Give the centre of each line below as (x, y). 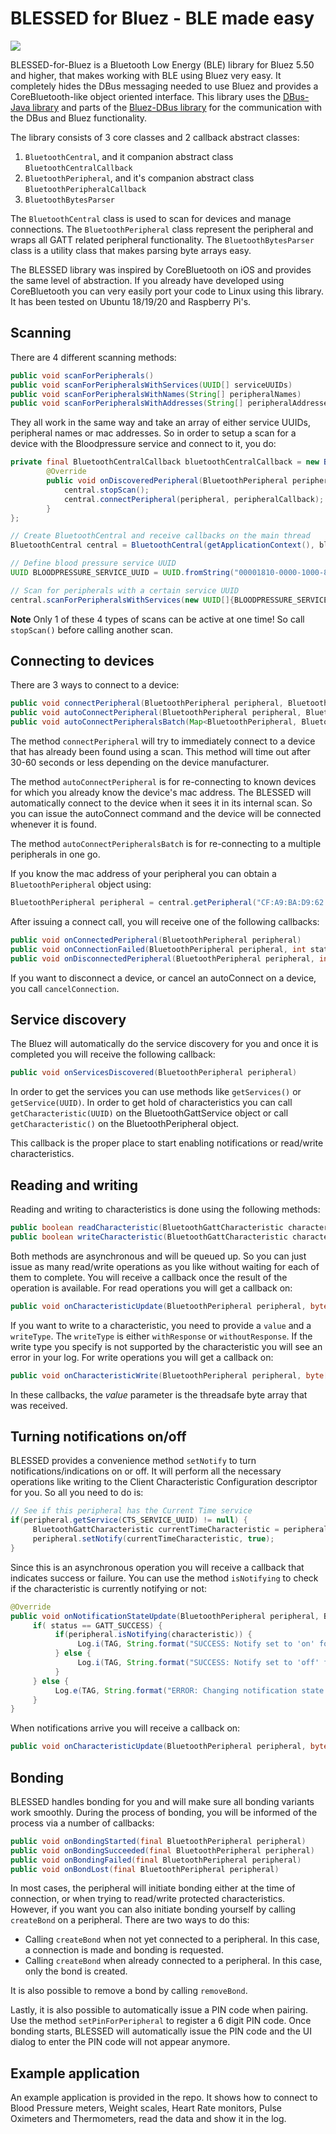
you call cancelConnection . (65, 988)
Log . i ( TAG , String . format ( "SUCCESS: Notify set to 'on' (196, 1644)
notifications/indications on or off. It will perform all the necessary (146, 1471)
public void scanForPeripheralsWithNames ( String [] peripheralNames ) (156, 394)
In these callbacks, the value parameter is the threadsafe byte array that (159, 1394)
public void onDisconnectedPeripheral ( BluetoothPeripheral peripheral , (162, 958)
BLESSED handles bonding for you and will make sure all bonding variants (162, 1801)
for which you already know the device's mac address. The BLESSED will (161, 793)
